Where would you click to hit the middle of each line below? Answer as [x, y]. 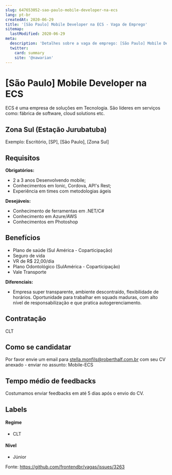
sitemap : [15, 29]
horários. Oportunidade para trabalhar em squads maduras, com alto [85, 297]
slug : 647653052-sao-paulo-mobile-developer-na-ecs [61, 10]
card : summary [29, 53]
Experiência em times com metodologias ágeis [62, 191]
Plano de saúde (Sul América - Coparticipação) [62, 250]
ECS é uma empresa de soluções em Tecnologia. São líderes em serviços [83, 108]
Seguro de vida [29, 255]
